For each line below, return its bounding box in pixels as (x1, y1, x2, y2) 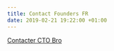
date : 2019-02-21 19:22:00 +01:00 (7, 17, 108, 24)
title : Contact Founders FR (7, 10, 89, 17)
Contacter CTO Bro (7, 36, 63, 44)
